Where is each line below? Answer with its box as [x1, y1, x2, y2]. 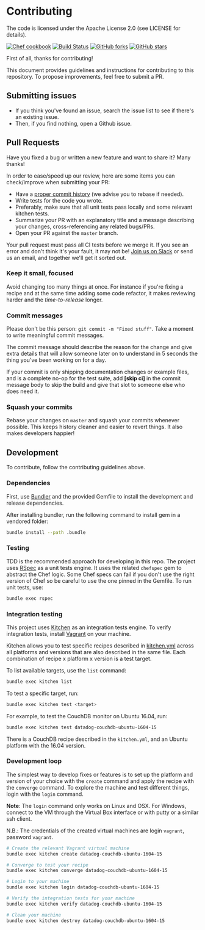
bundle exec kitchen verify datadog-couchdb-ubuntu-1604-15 [6, 901, 163, 907]
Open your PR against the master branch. [15, 229, 118, 236]
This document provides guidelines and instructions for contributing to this [6, 66, 194, 74]
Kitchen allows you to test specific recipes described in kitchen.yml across [6, 642, 194, 649]
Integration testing [6, 610, 63, 618]
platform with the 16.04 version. [6, 741, 86, 749]
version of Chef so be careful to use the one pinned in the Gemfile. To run [6, 577, 192, 584]
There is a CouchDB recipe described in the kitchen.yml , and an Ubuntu [6, 735, 188, 743]
